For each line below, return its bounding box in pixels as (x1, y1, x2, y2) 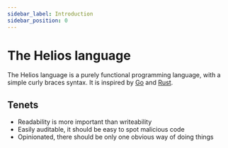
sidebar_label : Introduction (7, 10, 93, 18)
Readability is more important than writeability (17, 118, 152, 126)
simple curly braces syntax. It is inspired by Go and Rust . (7, 79, 173, 87)
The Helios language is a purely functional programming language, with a (7, 71, 221, 79)
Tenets (7, 98, 39, 110)
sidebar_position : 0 (7, 17, 69, 24)
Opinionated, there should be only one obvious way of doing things (17, 132, 214, 142)
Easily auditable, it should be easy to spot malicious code (17, 125, 186, 134)
